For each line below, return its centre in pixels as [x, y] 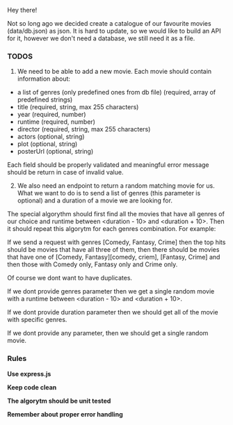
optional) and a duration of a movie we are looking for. [95, 200]
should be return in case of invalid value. [65, 173]
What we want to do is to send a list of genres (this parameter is [109, 193]
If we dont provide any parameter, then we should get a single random [108, 333]
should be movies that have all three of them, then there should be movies [113, 250]
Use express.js [29, 374]
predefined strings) [45, 99]
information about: [44, 79]
